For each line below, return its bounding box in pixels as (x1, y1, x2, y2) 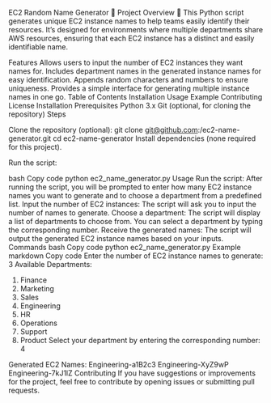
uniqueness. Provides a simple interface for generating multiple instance (8, 83, 250, 93)
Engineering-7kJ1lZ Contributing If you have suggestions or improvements (8, 368, 256, 378)
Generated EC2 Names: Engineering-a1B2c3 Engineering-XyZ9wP (8, 360, 229, 369)
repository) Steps (8, 109, 66, 119)
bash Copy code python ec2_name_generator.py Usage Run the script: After (8, 174, 263, 183)
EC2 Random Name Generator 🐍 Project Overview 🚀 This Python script (8, 8, 244, 17)
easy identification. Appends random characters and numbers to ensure (8, 75, 248, 84)
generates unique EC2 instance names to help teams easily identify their (8, 16, 250, 26)
